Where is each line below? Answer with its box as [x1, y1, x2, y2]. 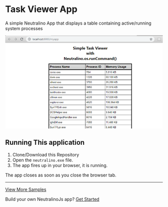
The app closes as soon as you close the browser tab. [5, 172, 116, 178]
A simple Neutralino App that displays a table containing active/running [5, 20, 151, 26]
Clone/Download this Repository [12, 151, 79, 157]
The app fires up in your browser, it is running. [12, 162, 108, 168]
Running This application [5, 138, 85, 147]
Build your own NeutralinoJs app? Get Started [5, 196, 99, 202]
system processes [5, 25, 43, 31]
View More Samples [5, 186, 46, 192]
